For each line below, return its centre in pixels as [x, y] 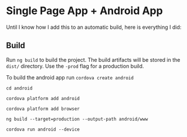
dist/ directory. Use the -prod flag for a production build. [75, 66]
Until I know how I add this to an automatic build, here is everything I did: [94, 27]
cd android [19, 88]
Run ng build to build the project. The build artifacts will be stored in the [93, 59]
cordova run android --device [43, 129]
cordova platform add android [43, 98]
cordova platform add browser [43, 109]
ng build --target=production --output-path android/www [77, 119]
